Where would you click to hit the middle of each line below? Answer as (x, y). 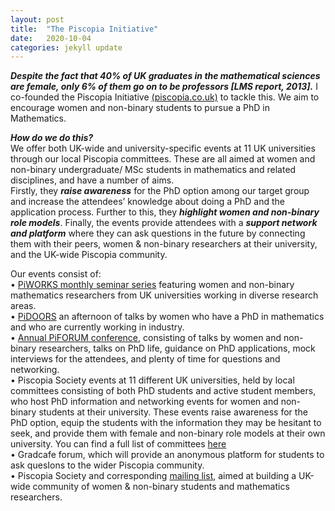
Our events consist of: (56, 274)
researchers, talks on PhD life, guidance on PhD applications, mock (177, 348)
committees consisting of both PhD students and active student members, (163, 391)
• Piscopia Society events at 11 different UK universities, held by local (152, 380)
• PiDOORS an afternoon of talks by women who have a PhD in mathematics (167, 317)
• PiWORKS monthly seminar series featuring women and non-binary (152, 285)
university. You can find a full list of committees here (118, 444)
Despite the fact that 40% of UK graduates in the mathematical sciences (165, 76)
